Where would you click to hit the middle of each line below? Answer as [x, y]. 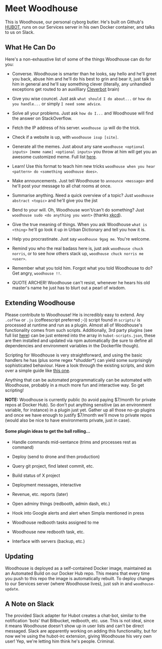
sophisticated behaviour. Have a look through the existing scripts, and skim [80, 365]
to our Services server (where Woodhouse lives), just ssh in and [69, 584]
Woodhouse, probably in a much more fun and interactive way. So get [74, 385]
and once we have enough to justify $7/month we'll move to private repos [78, 415]
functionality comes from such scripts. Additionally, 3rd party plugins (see [79, 330]
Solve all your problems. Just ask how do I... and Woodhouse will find [83, 113]
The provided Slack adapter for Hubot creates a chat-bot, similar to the [76, 616]
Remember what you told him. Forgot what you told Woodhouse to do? [82, 268]
